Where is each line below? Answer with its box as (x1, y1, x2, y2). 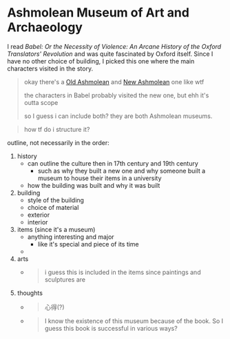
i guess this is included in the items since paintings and (44, 268, 201, 276)
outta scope (23, 98, 59, 106)
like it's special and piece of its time (37, 240, 139, 248)
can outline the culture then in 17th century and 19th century (27, 159, 198, 167)
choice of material (27, 203, 79, 211)
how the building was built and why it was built (27, 181, 160, 189)
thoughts (17, 289, 43, 297)
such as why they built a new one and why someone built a (37, 166, 206, 175)
